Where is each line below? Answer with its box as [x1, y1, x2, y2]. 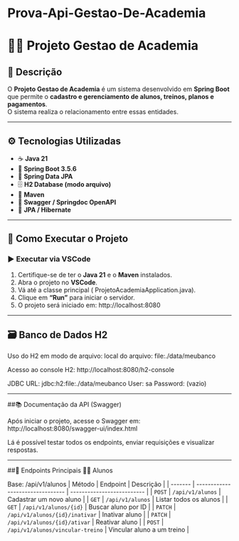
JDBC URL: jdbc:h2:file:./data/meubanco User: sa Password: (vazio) [7, 379, 207, 388]
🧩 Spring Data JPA [17, 172, 73, 180]
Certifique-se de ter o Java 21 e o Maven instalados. [17, 270, 173, 279]
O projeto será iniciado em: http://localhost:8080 [17, 301, 161, 309]
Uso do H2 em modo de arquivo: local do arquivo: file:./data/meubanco [7, 351, 216, 360]
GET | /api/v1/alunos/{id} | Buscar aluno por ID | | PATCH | [7, 503, 176, 511]
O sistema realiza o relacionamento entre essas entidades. [7, 108, 179, 116]
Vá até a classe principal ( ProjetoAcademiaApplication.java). [17, 285, 196, 294]
